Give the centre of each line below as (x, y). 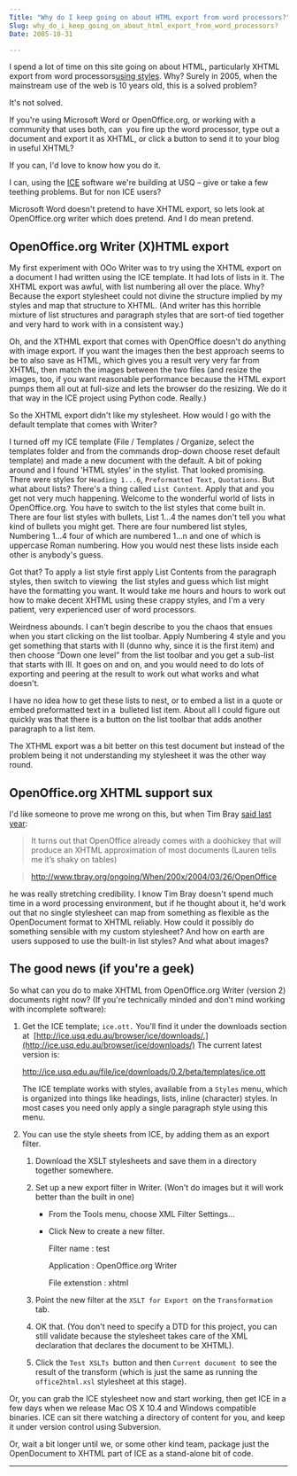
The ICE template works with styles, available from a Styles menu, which (155, 1089)
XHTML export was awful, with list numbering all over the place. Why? (137, 287)
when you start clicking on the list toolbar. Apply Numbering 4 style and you (147, 636)
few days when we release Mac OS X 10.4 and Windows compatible (133, 1408)
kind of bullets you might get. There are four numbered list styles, (128, 527)
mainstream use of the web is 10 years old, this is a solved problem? (133, 86)
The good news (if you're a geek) (102, 968)
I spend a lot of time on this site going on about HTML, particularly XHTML (145, 66)
